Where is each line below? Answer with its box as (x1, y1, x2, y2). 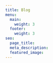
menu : (5, 12, 17, 17)
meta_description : (10, 45, 49, 50)
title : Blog (5, 7, 30, 13)
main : (10, 17, 22, 22)
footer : (10, 26, 26, 31)
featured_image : (10, 50, 44, 55)
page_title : (10, 41, 35, 46)
